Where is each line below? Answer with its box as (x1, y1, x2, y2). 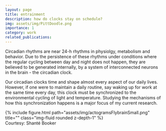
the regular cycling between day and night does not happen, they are (5, 59, 146, 65)
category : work (5, 30, 37, 35)
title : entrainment (5, 12, 45, 17)
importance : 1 (5, 26, 35, 31)
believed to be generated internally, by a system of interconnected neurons (5, 64, 158, 70)
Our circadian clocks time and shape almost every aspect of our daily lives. (5, 79, 158, 85)
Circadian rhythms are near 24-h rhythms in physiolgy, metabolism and (5, 48, 150, 54)
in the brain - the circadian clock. (5, 69, 73, 75)
